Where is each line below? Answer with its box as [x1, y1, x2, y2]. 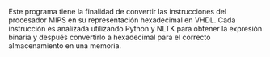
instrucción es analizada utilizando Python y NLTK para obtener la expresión [8, 24, 263, 33]
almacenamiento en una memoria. [8, 41, 122, 51]
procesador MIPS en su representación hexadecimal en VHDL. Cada [8, 15, 236, 25]
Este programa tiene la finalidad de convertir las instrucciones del [8, 7, 227, 16]
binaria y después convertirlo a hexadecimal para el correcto [8, 32, 211, 42]
